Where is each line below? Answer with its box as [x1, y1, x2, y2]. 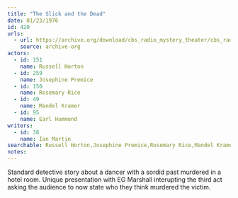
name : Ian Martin [20, 135, 72, 142]
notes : [7, 148, 27, 156]
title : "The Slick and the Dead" [7, 10, 106, 18]
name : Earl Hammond [20, 115, 78, 122]
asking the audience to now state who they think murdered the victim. [7, 183, 211, 191]
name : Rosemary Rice [20, 89, 81, 96]
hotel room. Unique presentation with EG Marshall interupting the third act [7, 175, 223, 184]
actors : [7, 50, 30, 57]
